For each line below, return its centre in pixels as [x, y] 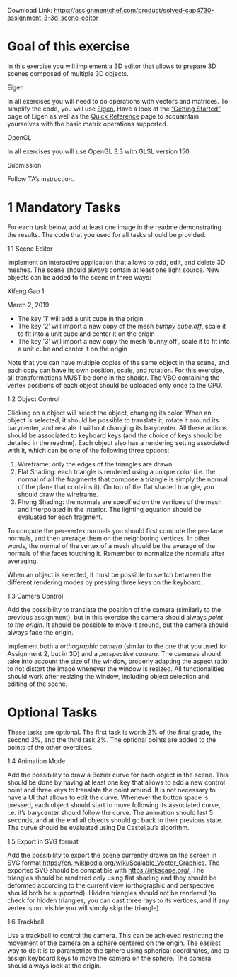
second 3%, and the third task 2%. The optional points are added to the [112, 739]
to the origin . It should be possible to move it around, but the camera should [118, 625]
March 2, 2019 [28, 305]
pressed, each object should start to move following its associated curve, [114, 804]
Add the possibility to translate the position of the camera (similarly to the [114, 609]
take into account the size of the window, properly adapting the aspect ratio [117, 661]
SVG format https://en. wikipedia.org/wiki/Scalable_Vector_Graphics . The [114, 863]
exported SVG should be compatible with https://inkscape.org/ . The [106, 870]
